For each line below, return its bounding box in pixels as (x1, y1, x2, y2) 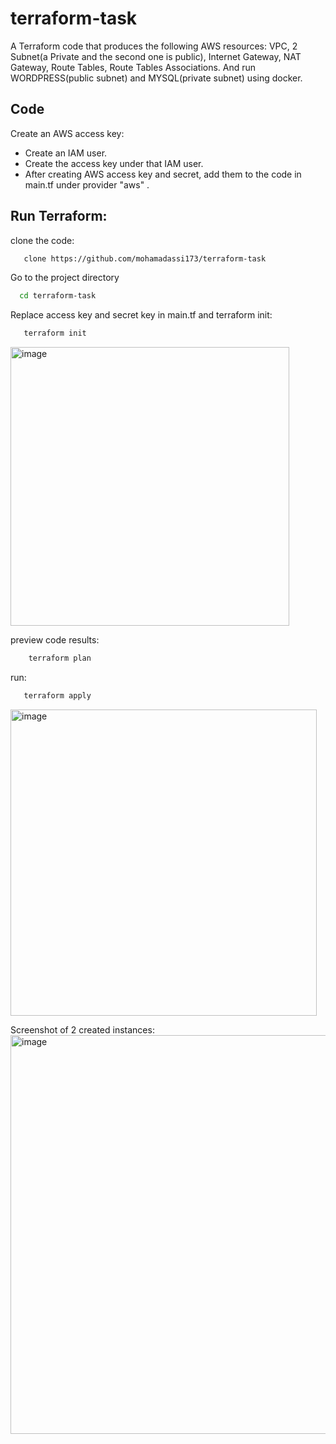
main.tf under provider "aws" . (24, 178, 150, 191)
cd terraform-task (19, 291, 97, 301)
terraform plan (28, 653, 92, 664)
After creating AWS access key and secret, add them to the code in (24, 168, 302, 180)
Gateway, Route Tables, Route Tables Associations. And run (10, 61, 257, 73)
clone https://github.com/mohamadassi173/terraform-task (23, 253, 267, 264)
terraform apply (23, 691, 92, 701)
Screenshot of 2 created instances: (10, 1023, 155, 1036)
